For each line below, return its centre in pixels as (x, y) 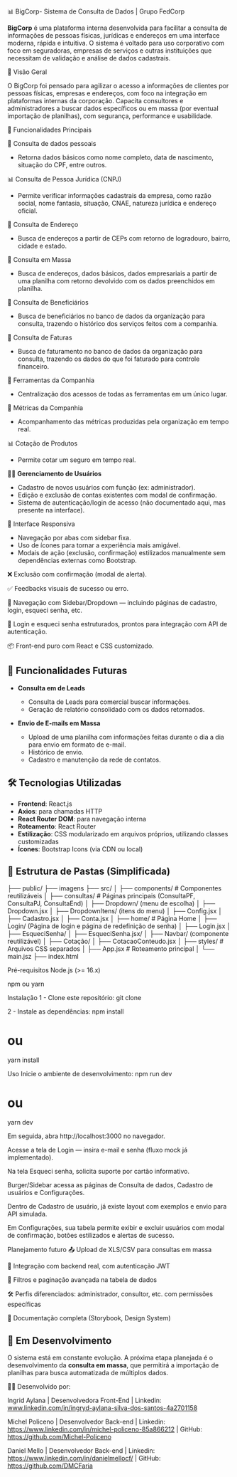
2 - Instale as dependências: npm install (66, 1011)
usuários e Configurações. (46, 1193)
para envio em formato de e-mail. (77, 745)
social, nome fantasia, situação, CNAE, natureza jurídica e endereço (117, 203)
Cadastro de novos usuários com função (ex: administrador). (106, 487)
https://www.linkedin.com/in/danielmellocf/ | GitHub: (84, 1458)
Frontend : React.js (45, 804)
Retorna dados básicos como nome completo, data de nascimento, (116, 157)
